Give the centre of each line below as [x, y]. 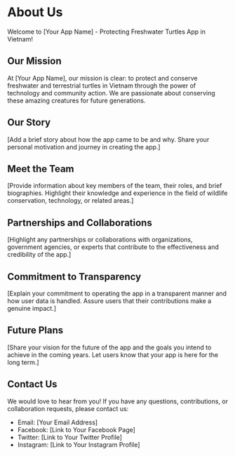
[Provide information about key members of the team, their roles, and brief [115, 186]
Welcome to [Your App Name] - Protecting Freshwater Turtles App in [106, 32]
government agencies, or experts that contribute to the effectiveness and [113, 247]
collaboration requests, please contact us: [68, 408]
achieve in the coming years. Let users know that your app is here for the [113, 354]
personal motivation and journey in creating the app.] [84, 147]
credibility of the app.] [39, 255]
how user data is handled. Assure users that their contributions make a [109, 301]
